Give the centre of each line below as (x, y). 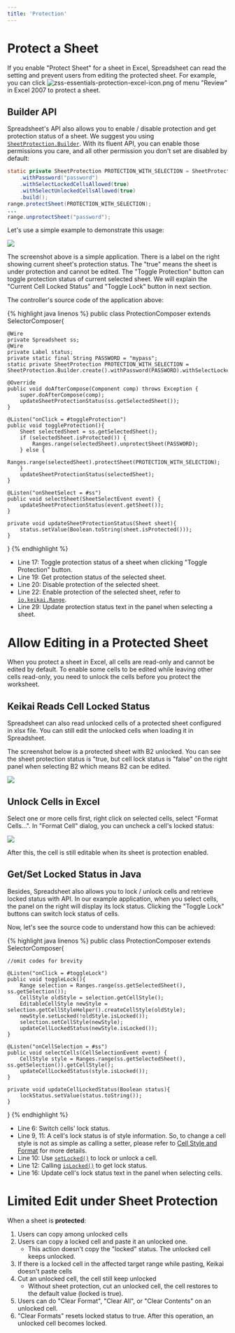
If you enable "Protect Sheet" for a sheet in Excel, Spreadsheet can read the (117, 68)
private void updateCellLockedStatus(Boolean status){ (89, 1089)
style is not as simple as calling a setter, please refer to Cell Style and (117, 1143)
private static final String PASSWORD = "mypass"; (83, 358)
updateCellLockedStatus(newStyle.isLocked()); (89, 1028)
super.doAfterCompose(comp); (62, 395)
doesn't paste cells (45, 1271)
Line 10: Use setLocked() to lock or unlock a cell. (87, 1157)
